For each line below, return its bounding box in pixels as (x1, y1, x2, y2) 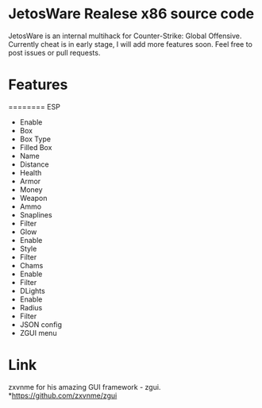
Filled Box (19, 142, 52, 152)
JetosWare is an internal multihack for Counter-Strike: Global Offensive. (8, 31, 242, 40)
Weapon (19, 193, 48, 202)
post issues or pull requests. (8, 48, 101, 57)
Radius (19, 302, 43, 312)
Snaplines (19, 210, 53, 219)
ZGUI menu (19, 328, 57, 337)
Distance (19, 160, 49, 169)
